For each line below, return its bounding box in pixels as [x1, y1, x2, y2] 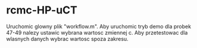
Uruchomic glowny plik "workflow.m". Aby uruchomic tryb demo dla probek [6, 23, 192, 30]
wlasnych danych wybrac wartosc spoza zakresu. [6, 35, 129, 42]
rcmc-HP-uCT [6, 4, 77, 17]
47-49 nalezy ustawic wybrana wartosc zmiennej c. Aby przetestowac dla [6, 29, 188, 36]
